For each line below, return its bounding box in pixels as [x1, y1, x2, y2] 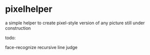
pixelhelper [5, 3, 53, 15]
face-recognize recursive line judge [5, 44, 78, 50]
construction [5, 25, 31, 31]
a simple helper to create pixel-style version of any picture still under [5, 20, 145, 26]
